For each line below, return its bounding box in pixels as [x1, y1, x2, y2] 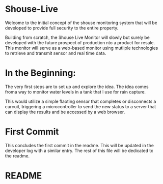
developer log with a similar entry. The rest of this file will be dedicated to [5, 148, 154, 153]
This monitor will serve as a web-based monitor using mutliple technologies [5, 45, 158, 51]
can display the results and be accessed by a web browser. [5, 109, 125, 115]
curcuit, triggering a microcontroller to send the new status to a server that [5, 103, 156, 109]
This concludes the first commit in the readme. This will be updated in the [5, 142, 154, 148]
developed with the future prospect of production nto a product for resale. [5, 39, 155, 45]
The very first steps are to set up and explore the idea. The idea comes [5, 84, 149, 90]
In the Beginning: [5, 67, 76, 79]
